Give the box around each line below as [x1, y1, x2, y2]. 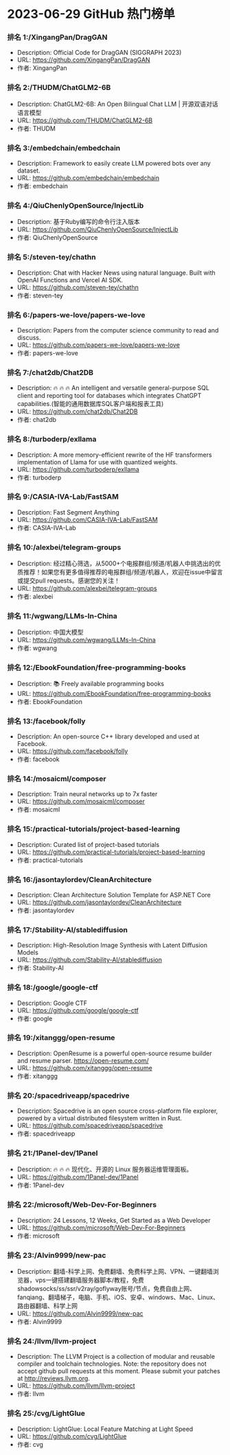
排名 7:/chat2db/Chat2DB [7, 368, 94, 377]
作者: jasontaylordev [16, 906, 75, 914]
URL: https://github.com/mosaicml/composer [16, 798, 146, 806]
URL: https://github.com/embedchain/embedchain [16, 174, 160, 182]
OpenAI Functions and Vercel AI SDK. [16, 275, 124, 284]
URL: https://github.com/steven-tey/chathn [16, 283, 139, 291]
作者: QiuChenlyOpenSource [16, 234, 98, 242]
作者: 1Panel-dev [16, 1181, 65, 1189]
